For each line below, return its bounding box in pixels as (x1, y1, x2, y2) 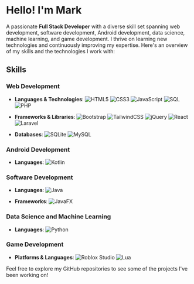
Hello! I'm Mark (6, 4, 82, 17)
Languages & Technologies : (14, 95, 84, 102)
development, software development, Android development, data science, (6, 29, 185, 36)
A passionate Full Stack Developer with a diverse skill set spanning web (6, 23, 181, 30)
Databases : (14, 131, 43, 138)
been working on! (6, 271, 49, 278)
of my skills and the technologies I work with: (6, 47, 115, 54)
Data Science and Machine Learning (6, 213, 111, 221)
